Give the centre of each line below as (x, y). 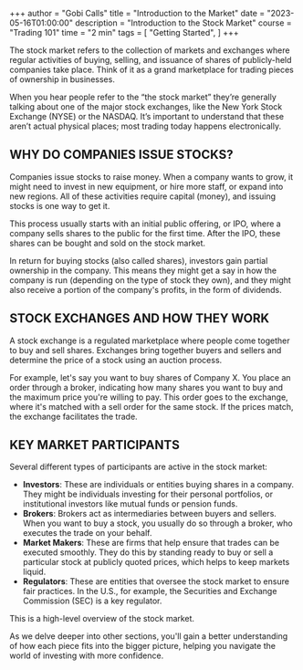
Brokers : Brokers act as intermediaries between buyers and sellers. (149, 514)
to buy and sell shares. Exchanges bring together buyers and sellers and (146, 350)
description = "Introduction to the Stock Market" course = (183, 23)
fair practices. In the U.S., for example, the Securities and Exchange (150, 591)
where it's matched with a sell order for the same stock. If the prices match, (151, 406)
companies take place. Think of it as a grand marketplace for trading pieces (151, 69)
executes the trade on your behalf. (87, 533)
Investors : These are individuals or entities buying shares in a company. (158, 485)
